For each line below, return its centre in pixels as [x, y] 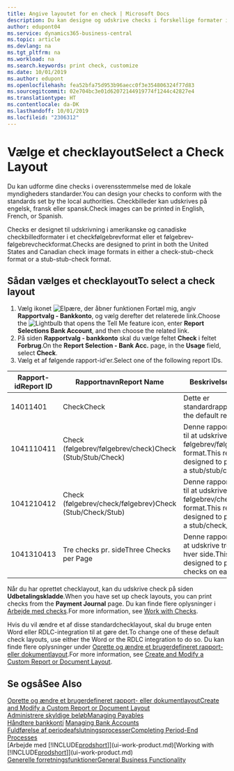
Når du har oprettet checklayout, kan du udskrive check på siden [100, 589]
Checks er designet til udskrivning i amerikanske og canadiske [97, 229]
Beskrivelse [209, 382]
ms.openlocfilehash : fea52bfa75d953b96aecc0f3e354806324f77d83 [101, 85]
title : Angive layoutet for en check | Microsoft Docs [88, 14]
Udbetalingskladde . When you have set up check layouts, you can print [110, 597]
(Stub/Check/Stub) [94, 512]
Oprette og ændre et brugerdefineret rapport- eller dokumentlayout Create [113, 701]
